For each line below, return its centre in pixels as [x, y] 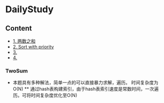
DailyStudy [30, 9]
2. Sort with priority [33, 47]
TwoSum [17, 71]
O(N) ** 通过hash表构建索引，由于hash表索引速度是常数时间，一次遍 [86, 89]
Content [19, 28]
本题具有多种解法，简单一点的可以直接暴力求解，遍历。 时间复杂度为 [85, 83]
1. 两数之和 [24, 41]
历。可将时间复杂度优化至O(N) [45, 95]
